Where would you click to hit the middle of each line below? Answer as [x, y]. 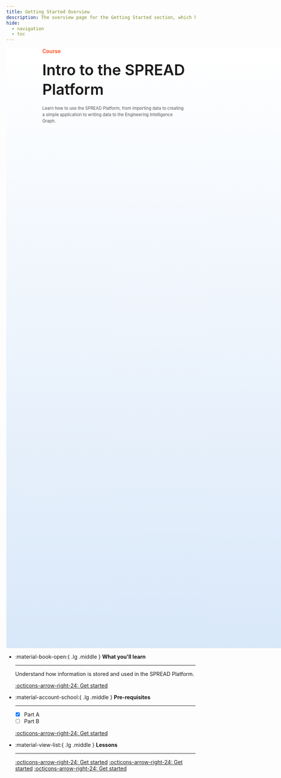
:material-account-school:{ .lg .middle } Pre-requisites [83, 698]
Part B [32, 722]
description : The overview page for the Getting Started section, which [99, 17]
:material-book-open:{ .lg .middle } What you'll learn [80, 657]
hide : [13, 23]
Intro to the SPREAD [113, 70]
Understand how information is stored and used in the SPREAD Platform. [104, 674]
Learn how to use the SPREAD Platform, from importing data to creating [113, 109]
